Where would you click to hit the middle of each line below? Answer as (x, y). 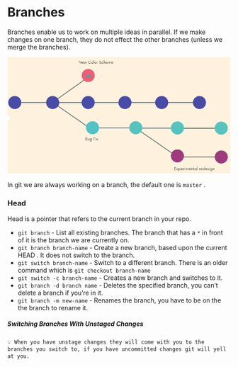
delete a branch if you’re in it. (60, 293)
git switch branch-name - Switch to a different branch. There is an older (123, 262)
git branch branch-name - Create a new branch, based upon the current (123, 247)
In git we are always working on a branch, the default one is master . (107, 185)
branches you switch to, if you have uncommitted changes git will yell (117, 349)
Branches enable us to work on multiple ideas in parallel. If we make (107, 32)
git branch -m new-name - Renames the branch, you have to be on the (119, 300)
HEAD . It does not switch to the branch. (76, 255)
